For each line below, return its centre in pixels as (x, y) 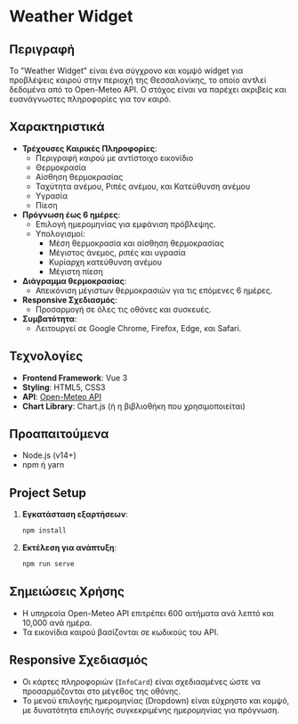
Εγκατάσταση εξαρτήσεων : (75, 515)
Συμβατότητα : (49, 319)
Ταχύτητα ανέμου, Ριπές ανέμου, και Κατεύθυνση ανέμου (143, 186)
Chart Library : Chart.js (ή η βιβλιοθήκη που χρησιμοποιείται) (134, 406)
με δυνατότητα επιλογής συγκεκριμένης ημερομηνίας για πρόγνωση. (151, 710)
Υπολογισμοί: (60, 233)
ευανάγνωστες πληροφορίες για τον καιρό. (90, 99)
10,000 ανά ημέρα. (57, 622)
